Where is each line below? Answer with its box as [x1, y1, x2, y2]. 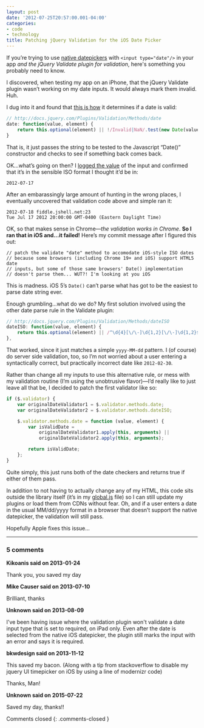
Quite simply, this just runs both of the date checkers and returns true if [6, 468, 185, 476]
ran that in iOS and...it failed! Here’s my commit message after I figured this [6, 231, 197, 238]
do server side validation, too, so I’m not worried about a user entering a [6, 353, 187, 360]
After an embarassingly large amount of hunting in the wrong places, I [6, 190, 181, 198]
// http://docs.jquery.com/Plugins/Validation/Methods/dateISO [6, 318, 170, 324]
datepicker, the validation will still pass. [6, 513, 104, 520]
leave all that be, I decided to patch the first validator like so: [6, 384, 157, 391]
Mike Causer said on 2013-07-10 [6, 583, 90, 590]
